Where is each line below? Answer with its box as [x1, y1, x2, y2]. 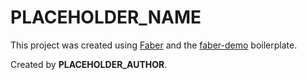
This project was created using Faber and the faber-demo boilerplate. [10, 39, 298, 51]
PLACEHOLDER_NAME [10, 6, 202, 29]
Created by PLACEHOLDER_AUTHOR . [10, 58, 168, 70]
